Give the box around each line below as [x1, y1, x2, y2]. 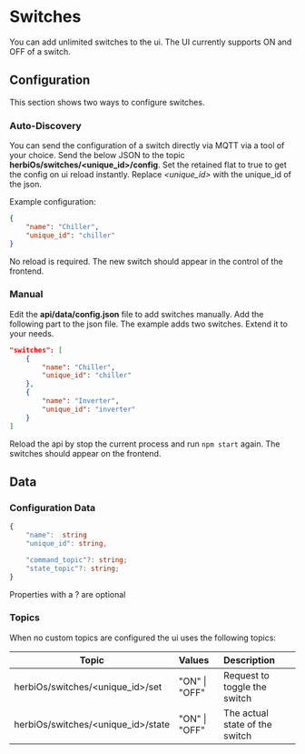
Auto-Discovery [9, 119, 82, 132]
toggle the [223, 680, 268, 693]
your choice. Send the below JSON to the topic [9, 150, 185, 161]
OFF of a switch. [9, 45, 71, 56]
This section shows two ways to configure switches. [9, 96, 205, 107]
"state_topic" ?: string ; [25, 564, 120, 573]
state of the [223, 718, 272, 730]
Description [223, 653, 275, 666]
